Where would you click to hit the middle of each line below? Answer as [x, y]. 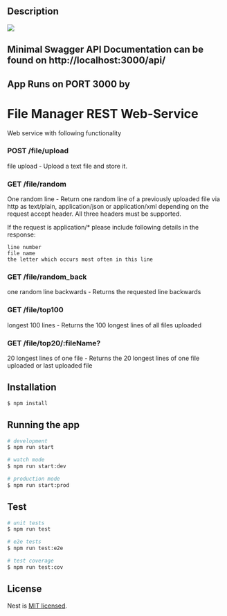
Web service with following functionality [64, 133]
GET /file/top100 [35, 310]
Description [33, 11]
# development [28, 441]
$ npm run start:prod [38, 485]
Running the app [43, 425]
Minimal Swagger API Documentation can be [106, 50]
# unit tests [26, 523]
